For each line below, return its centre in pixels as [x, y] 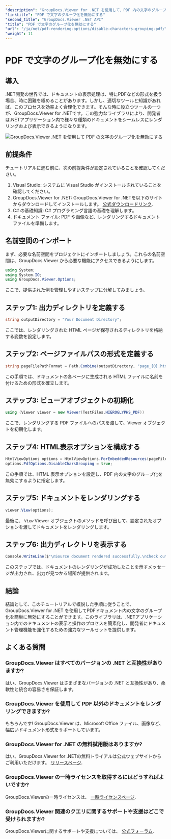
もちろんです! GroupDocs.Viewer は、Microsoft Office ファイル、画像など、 [84, 723]
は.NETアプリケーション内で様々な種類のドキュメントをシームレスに [77, 120]
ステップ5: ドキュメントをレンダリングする [73, 498]
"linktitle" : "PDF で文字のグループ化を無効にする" [55, 15]
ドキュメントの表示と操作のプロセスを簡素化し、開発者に [88, 623]
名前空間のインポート [39, 241]
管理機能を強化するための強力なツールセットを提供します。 [76, 630]
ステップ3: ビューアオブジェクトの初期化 [69, 401]
